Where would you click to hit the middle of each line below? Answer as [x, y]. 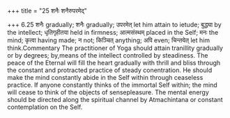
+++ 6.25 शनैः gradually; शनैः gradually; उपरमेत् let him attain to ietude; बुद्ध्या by [114, 25]
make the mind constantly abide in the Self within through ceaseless [105, 77]
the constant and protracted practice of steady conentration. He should [110, 70]
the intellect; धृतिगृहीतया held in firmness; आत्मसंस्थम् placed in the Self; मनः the [113, 32]
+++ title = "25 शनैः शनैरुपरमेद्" [47, 11]
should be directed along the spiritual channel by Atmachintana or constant [115, 100]
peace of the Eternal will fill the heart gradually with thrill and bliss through [114, 63]
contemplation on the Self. [45, 107]
